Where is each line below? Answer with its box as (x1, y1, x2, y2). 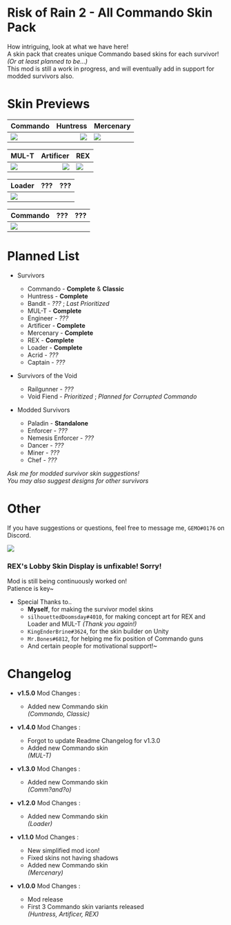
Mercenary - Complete (27, 329, 94, 337)
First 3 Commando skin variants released (27, 902, 145, 910)
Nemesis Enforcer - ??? (27, 434, 94, 442)
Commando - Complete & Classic (27, 284, 125, 293)
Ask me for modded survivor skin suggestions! (7, 469, 140, 477)
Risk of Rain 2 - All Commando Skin (7, 5, 213, 21)
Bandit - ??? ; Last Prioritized (27, 299, 110, 307)
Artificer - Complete (27, 321, 86, 329)
